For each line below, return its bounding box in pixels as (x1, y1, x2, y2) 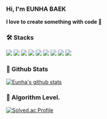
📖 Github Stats (6, 65, 48, 73)
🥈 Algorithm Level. (6, 93, 60, 101)
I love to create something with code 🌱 (6, 18, 102, 26)
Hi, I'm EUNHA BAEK (6, 5, 66, 13)
